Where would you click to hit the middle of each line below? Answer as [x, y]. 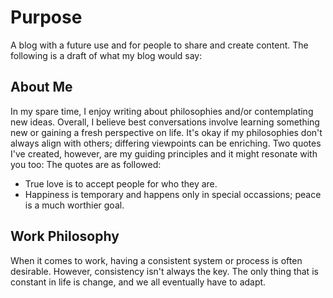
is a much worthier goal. [74, 205]
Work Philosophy [65, 236]
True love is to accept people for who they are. [121, 183]
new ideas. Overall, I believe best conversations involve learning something [165, 122]
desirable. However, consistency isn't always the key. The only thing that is [164, 271]
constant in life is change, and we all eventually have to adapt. [138, 282]
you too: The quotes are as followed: [86, 164]
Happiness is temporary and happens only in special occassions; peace [173, 194]
